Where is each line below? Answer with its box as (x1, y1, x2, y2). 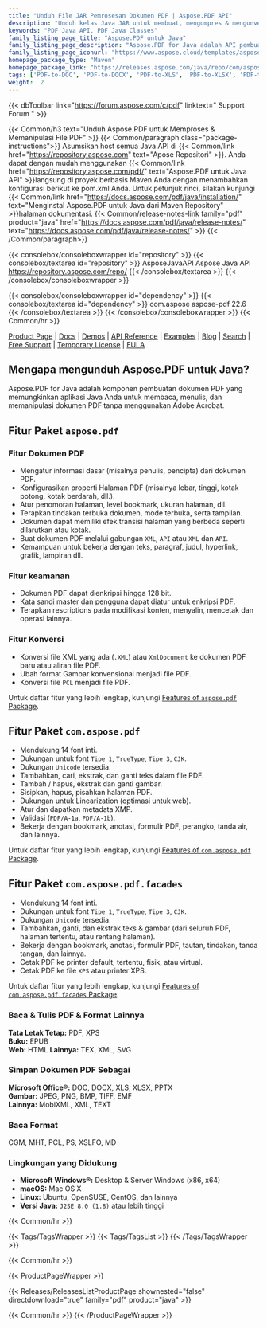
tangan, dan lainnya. (19, 949, 87, 958)
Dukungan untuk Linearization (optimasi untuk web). (19, 796, 192, 805)
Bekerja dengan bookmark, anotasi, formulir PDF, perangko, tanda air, (19, 821, 249, 831)
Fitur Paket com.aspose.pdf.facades (8, 877, 184, 891)
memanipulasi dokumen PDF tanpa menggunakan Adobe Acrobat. (8, 401, 225, 410)
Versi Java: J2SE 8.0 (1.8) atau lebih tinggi (19, 1201, 164, 1211)
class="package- (180, 132, 238, 142)
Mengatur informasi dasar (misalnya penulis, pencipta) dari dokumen (19, 466, 246, 475)
